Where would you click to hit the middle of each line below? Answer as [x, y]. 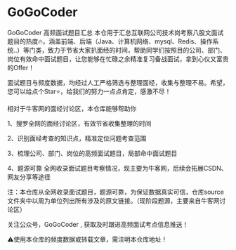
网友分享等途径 [29, 177]
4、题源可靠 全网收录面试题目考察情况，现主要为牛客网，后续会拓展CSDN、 [117, 168]
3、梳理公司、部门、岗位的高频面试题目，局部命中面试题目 [92, 153]
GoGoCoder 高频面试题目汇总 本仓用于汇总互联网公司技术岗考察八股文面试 [116, 32]
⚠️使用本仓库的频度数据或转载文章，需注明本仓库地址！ [87, 239]
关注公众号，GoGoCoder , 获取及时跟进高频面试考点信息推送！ [98, 224]
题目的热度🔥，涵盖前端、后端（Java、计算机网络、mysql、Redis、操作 [110, 41]
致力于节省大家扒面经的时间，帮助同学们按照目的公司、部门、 [137, 50]
